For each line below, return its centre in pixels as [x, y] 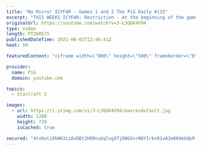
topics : [16, 89]
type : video [21, 28]
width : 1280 [32, 116]
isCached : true [36, 127]
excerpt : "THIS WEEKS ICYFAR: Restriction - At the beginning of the [95, 17]
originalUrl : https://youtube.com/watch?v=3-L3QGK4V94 [76, 23]
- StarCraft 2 [29, 94]
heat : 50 [17, 46]
